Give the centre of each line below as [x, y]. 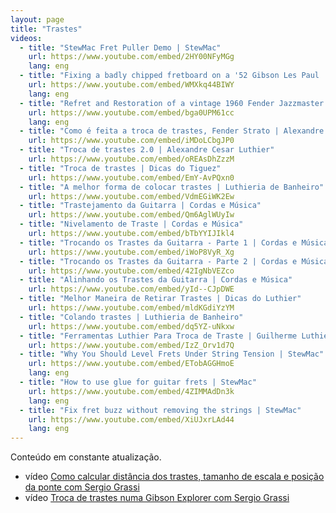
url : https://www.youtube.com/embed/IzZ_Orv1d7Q [131, 345]
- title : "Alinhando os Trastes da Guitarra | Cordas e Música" [156, 280]
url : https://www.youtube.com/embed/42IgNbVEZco [131, 271]
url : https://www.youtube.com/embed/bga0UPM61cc [131, 112]
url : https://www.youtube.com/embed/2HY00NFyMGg [131, 57]
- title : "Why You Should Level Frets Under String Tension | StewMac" [172, 354]
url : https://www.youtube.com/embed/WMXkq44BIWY [131, 85]
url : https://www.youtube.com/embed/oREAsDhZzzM [131, 159]
